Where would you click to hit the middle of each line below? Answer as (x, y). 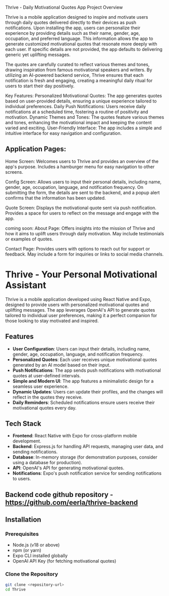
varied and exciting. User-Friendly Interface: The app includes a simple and (83, 128)
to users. (22, 479)
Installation (23, 520)
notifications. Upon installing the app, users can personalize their (73, 28)
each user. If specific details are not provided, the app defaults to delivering (84, 49)
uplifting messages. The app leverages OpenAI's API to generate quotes (80, 310)
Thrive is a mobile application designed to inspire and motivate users (77, 17)
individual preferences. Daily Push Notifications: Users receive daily (76, 106)
